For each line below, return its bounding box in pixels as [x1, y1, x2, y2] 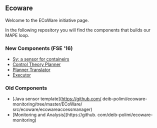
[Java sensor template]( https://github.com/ [12, 96, 101, 102]
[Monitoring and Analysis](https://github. [12, 112, 96, 118]
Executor [12, 72, 31, 78]
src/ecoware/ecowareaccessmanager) [12, 106, 92, 112]
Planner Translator [12, 67, 51, 73]
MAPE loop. [5, 32, 29, 38]
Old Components [5, 84, 47, 91]
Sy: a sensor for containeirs [12, 56, 69, 62]
